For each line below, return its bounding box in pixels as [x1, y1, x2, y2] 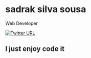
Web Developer [5, 20, 38, 26]
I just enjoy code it [5, 44, 65, 53]
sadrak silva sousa [5, 4, 86, 15]
